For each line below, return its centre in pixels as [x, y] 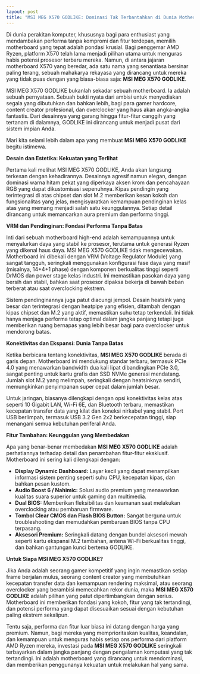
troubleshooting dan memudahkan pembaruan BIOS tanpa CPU [93, 521]
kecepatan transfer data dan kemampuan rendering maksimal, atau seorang [99, 583]
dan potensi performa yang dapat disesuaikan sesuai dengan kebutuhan [95, 608]
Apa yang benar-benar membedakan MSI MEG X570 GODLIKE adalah [92, 447]
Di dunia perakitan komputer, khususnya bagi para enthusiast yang [88, 34]
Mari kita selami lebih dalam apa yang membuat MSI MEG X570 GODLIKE [96, 140]
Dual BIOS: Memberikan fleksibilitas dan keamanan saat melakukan [97, 502]
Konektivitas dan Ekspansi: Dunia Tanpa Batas [65, 343]
